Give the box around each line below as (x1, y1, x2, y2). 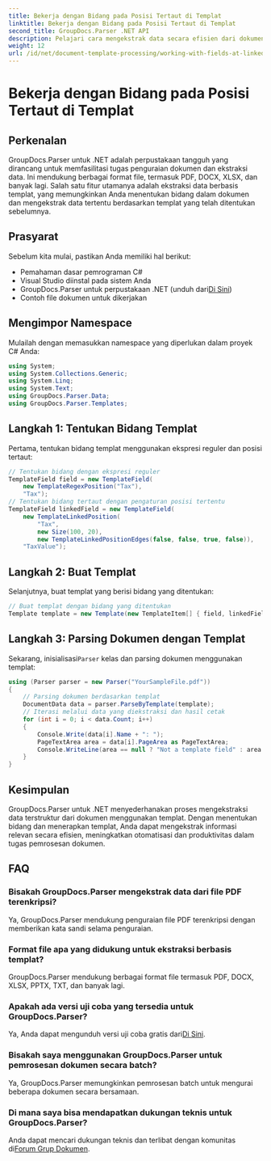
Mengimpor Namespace (8, 316, 133, 330)
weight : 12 (8, 42, 45, 50)
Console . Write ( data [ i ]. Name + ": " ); (37, 730, 164, 738)
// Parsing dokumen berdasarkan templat (23, 693, 161, 701)
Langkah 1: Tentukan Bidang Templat (8, 422, 198, 436)
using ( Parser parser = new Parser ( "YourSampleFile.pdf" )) (8, 678, 211, 686)
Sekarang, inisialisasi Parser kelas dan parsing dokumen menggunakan (8, 653, 243, 663)
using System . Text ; (8, 385, 74, 393)
